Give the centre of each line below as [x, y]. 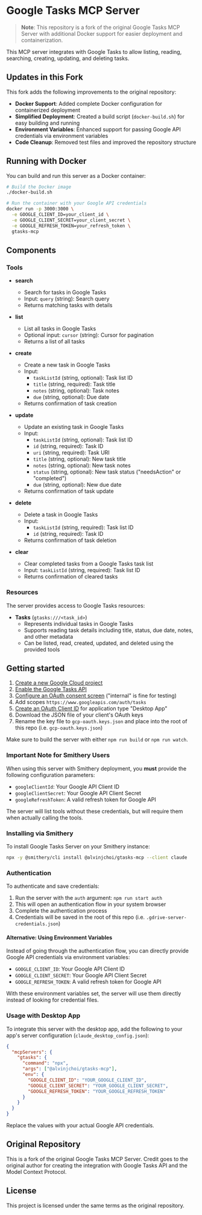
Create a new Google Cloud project [59, 683]
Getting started [36, 668]
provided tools [42, 649]
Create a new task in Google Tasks [67, 365]
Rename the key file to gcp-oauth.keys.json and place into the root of [101, 722]
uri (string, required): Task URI [71, 453]
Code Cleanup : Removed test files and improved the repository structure [106, 142]
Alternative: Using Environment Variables [59, 937]
